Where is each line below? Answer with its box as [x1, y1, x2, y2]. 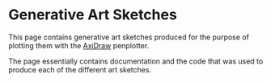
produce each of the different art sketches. [8, 64, 152, 74]
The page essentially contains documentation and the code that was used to [8, 56, 264, 66]
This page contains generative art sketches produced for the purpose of [8, 32, 249, 42]
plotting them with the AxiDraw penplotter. [8, 40, 150, 50]
